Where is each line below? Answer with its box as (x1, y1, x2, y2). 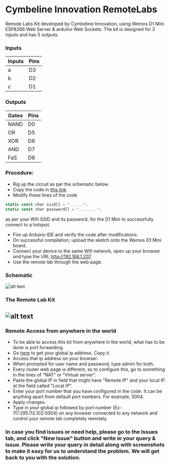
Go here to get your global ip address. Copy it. (12, 350, 111, 356)
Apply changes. (12, 399, 46, 405)
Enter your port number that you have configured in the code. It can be (12, 388, 162, 395)
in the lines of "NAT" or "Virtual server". (12, 372, 96, 378)
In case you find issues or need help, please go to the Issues (5, 428, 158, 436)
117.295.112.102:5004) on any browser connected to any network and (12, 410, 158, 416)
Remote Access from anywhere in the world (5, 328, 117, 335)
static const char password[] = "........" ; (5, 207, 102, 212)
